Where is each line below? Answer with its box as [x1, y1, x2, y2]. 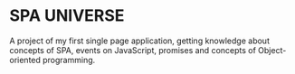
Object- [257, 44, 287, 55]
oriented [9, 54, 41, 65]
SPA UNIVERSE [9, 5, 125, 26]
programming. [42, 54, 96, 65]
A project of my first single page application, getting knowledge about [9, 35, 270, 46]
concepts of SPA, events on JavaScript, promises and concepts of [9, 44, 256, 55]
